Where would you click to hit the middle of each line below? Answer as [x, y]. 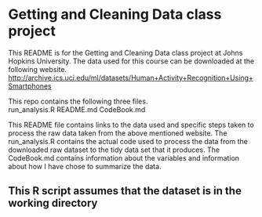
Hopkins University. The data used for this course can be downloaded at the [131, 61]
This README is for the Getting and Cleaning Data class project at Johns [126, 52]
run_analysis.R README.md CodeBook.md [77, 109]
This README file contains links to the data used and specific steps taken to [131, 125]
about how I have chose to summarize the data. [85, 166]
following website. [38, 69]
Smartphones [30, 86]
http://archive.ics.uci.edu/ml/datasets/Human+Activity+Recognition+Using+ [131, 78]
